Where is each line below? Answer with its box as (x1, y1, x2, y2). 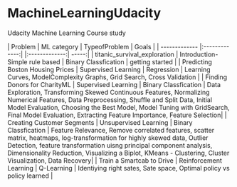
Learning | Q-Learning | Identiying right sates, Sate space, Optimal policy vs (7, 163, 230, 172)
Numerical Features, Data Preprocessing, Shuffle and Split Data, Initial (7, 95, 212, 104)
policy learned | (7, 171, 53, 180)
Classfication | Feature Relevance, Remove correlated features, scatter (7, 126, 215, 134)
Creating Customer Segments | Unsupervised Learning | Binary (7, 118, 193, 126)
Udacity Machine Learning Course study (7, 29, 126, 37)
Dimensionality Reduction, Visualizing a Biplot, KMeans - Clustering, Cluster (7, 148, 230, 157)
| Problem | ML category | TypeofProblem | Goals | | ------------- (7, 42, 198, 51)
